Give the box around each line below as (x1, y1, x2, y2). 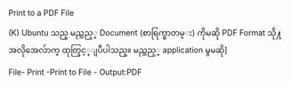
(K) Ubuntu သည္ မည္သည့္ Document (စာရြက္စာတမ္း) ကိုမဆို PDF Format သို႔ (8, 27, 282, 38)
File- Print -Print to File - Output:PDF (8, 66, 142, 77)
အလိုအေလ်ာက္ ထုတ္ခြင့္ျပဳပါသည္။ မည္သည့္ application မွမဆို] (8, 44, 228, 55)
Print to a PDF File (8, 8, 75, 18)
